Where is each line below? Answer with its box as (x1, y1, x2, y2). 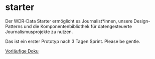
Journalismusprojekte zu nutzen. (5, 28, 73, 34)
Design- (133, 18, 150, 24)
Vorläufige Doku (5, 48, 39, 54)
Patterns (5, 23, 23, 29)
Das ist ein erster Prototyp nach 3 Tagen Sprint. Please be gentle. (5, 38, 140, 44)
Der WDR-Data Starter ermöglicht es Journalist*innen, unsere (5, 18, 133, 24)
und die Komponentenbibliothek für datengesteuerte (24, 23, 132, 29)
